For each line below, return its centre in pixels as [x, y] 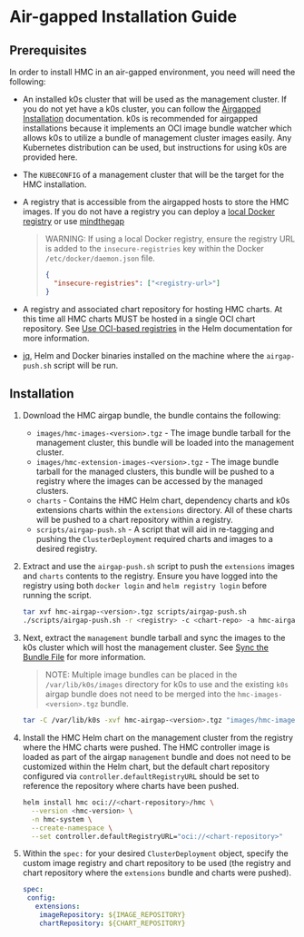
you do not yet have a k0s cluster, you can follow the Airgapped [142, 109]
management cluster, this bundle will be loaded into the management [165, 443]
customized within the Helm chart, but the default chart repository [146, 767]
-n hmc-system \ [62, 819]
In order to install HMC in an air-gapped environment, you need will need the [152, 72]
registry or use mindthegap [74, 221]
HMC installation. [54, 184]
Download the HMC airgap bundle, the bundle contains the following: [152, 416]
